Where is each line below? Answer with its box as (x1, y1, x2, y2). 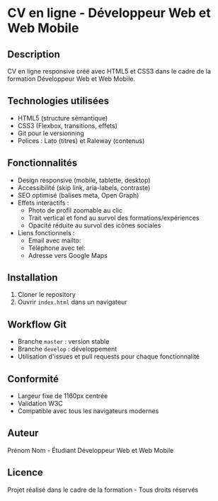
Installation (7, 271, 58, 284)
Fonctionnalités (7, 157, 78, 169)
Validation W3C (17, 399, 64, 408)
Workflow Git (7, 318, 67, 330)
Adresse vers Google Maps (28, 251, 108, 259)
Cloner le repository (17, 291, 76, 299)
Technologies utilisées (7, 95, 110, 107)
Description (7, 48, 60, 60)
